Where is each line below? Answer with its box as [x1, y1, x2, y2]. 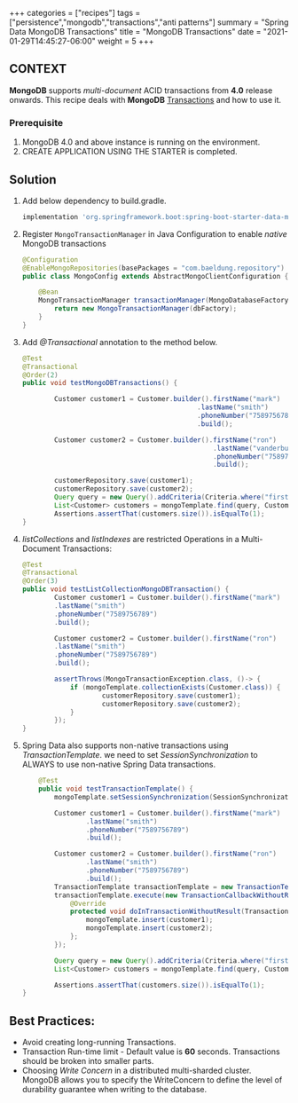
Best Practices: [9, 1013, 96, 1028]
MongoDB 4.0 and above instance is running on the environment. [21, 137, 261, 147]
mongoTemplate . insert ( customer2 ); [85, 924, 214, 933]
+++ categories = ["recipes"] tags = [9, 8, 141, 18]
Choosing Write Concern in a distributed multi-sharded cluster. [21, 1065, 252, 1076]
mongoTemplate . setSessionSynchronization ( [54, 792, 214, 801]
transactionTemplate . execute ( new [54, 891, 178, 900]
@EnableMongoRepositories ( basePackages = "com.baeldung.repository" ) [21, 264, 286, 272]
